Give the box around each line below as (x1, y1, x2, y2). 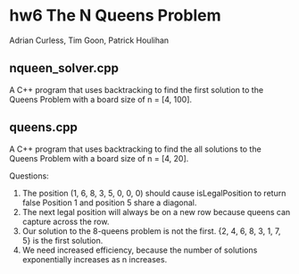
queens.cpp (9, 120, 79, 135)
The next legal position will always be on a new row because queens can (21, 206, 291, 217)
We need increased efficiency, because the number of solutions (21, 245, 258, 255)
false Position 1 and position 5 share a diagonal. (21, 197, 197, 208)
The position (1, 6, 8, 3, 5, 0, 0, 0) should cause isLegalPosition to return (21, 187, 287, 198)
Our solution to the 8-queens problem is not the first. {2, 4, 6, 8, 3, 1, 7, (21, 225, 281, 237)
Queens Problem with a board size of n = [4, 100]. (9, 94, 193, 104)
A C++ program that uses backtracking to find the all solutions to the (9, 144, 262, 154)
